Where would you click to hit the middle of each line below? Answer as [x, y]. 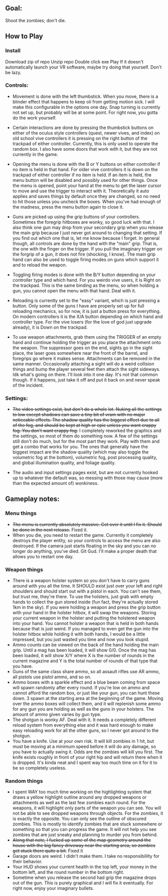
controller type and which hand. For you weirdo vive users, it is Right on [87, 280]
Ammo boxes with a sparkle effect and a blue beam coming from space [86, 682]
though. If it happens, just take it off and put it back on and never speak [86, 379]
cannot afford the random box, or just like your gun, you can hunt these [86, 693]
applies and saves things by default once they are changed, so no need [86, 196]
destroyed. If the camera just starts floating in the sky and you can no [84, 546]
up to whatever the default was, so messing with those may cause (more [88, 478]
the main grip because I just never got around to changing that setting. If [87, 233]
